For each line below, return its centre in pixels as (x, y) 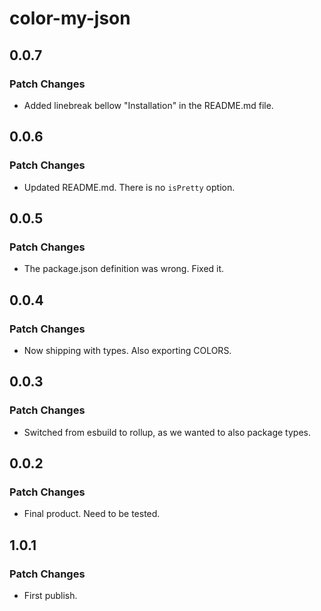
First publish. (50, 595)
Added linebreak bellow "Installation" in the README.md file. (148, 105)
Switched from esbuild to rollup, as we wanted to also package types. (167, 432)
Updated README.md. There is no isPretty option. (129, 187)
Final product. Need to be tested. (92, 514)
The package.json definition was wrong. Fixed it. (124, 269)
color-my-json (70, 18)
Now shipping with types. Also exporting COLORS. (127, 350)
